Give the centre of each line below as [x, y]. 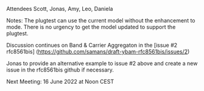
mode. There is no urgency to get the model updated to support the [91, 27]
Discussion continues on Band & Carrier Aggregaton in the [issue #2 [92, 45]
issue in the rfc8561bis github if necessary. [60, 70]
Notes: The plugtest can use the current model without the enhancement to [101, 20]
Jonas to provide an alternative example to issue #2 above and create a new [102, 63]
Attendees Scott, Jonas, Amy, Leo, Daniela [60, 9]
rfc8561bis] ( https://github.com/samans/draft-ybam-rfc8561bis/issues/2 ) [98, 52]
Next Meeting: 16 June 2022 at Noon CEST [60, 82]
